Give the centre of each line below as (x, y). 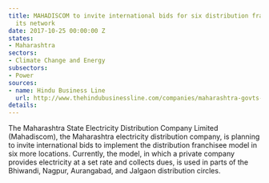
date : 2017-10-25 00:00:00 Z (57, 31)
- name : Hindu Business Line (57, 90)
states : (21, 38)
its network (36, 23)
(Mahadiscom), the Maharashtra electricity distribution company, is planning (134, 136)
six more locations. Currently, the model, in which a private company (121, 154)
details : (23, 105)
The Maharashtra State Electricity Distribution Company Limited (113, 128)
